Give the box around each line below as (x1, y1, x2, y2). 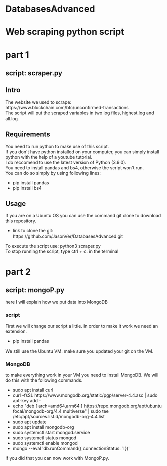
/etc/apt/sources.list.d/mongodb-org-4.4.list (12, 413, 105, 419)
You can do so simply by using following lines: (5, 170, 101, 176)
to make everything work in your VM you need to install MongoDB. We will (5, 372, 159, 378)
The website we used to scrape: (5, 99, 72, 105)
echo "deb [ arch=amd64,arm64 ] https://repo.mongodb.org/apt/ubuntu (12, 403, 162, 409)
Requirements (5, 130, 50, 139)
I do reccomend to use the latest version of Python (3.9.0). (5, 159, 127, 165)
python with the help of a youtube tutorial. (5, 154, 92, 160)
